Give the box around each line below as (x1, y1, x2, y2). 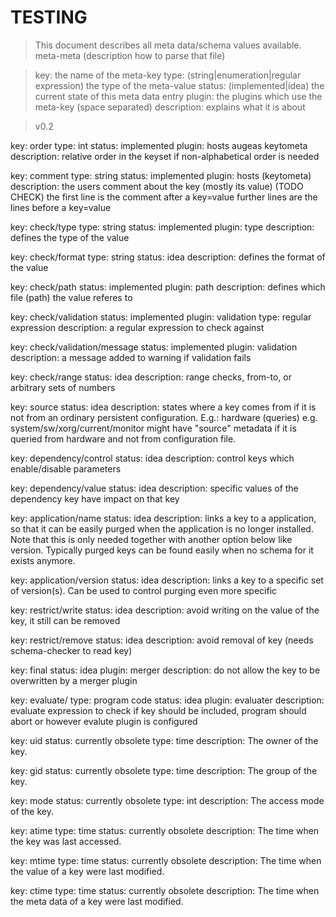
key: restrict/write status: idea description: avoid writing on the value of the (10, 604, 320, 616)
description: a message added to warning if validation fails (10, 351, 252, 363)
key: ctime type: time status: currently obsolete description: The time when (10, 884, 320, 896)
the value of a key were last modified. (10, 865, 165, 877)
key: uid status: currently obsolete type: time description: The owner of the (10, 734, 319, 746)
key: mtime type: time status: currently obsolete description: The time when (10, 854, 322, 866)
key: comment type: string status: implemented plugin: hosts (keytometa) (10, 169, 312, 181)
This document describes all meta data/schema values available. (34, 39, 302, 51)
